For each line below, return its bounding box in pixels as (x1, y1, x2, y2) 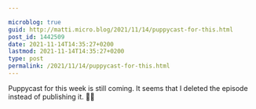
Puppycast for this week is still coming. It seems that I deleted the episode (8, 83, 249, 93)
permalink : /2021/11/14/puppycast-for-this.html (8, 62, 170, 71)
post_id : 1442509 (8, 33, 65, 41)
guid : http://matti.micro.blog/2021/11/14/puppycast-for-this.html (8, 25, 234, 34)
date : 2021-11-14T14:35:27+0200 (8, 40, 114, 48)
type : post (8, 55, 44, 63)
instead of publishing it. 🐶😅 (8, 92, 96, 101)
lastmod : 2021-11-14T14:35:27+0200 (8, 48, 125, 56)
